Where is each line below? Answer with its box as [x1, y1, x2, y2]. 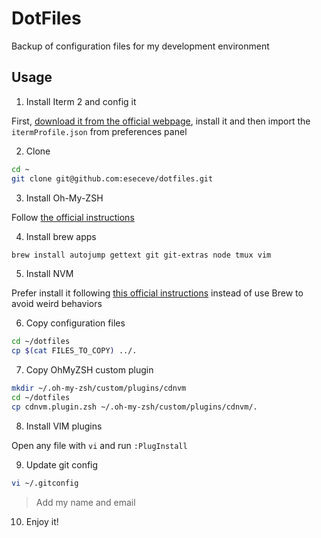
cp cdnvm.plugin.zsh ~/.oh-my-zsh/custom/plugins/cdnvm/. [11, 402, 258, 412]
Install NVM [25, 268, 74, 280]
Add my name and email [35, 496, 136, 508]
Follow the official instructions [11, 211, 135, 223]
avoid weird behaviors [11, 298, 103, 310]
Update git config [25, 458, 99, 471]
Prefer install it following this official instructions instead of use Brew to [11, 287, 304, 299]
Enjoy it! [25, 515, 59, 527]
